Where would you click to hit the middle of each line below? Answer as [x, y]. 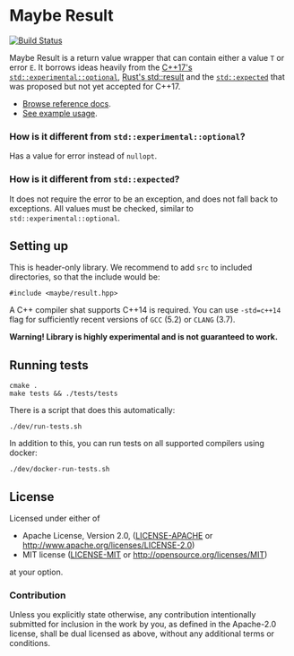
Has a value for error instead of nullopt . [83, 156]
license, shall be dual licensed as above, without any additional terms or [142, 634]
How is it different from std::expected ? [95, 179]
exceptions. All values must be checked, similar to [102, 208]
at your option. [36, 572]
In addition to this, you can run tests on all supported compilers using [137, 444]
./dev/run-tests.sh [46, 427]
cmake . [24, 386]
